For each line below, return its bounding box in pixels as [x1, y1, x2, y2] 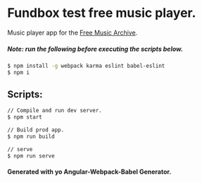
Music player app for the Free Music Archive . [7, 28, 138, 37]
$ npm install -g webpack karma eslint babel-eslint [7, 62, 165, 69]
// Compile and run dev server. [7, 107, 102, 114]
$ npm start [7, 114, 42, 121]
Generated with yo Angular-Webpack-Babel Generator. [7, 167, 172, 176]
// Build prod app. [7, 126, 65, 134]
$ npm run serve [7, 152, 55, 160]
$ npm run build [7, 133, 55, 141]
